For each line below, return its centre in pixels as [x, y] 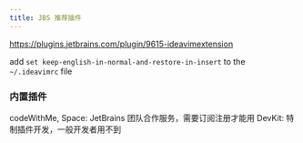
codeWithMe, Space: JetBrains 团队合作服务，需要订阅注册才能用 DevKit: [147, 117]
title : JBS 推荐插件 [45, 18]
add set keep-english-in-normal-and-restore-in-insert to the [127, 61]
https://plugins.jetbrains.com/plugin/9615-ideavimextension [121, 44]
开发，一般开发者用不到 [77, 129]
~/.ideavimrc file [41, 71]
